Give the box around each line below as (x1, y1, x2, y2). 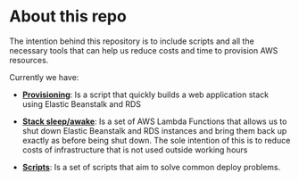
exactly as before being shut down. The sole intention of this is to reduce (21, 135, 291, 145)
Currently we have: (9, 71, 79, 82)
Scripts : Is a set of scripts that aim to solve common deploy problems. (21, 161, 281, 172)
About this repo (9, 6, 127, 27)
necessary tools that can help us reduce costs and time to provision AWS (9, 45, 278, 55)
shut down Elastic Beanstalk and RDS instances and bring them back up (21, 125, 287, 136)
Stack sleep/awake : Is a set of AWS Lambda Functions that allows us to (21, 116, 287, 127)
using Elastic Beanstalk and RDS (21, 98, 141, 109)
